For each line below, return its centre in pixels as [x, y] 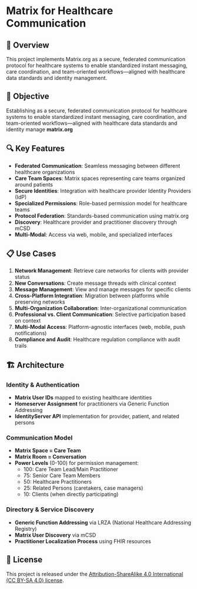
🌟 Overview [28, 45]
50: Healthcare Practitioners [58, 482]
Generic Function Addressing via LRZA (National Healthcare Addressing [103, 523]
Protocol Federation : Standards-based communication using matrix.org [102, 215]
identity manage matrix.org [40, 129]
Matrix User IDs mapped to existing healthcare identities [83, 398]
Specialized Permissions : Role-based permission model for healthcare [101, 203]
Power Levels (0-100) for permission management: [77, 463]
